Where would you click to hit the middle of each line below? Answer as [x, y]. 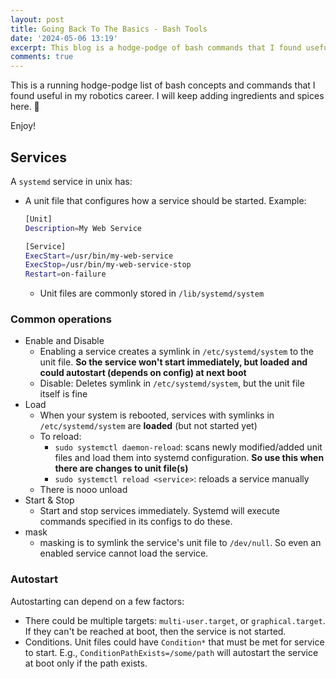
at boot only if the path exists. [86, 663]
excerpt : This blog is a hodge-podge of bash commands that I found [156, 47]
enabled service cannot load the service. [124, 553]
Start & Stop [49, 500]
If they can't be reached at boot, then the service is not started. [155, 631]
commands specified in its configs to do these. [136, 522]
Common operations [61, 319]
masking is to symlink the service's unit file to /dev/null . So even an [180, 543]
